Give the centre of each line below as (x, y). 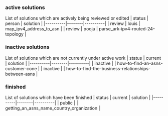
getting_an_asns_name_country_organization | (53, 108)
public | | (69, 103)
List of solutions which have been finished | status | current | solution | (78, 97)
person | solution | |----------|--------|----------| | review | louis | (73, 23)
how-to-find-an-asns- (140, 63)
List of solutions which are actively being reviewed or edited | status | (77, 18)
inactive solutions (27, 47)
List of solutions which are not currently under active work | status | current (83, 58)
